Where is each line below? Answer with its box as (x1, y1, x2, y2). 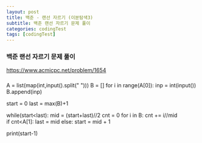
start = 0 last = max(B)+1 (6, 100, 69, 107)
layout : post (6, 8, 40, 15)
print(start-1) (6, 130, 38, 137)
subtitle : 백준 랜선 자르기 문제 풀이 (6, 20, 91, 26)
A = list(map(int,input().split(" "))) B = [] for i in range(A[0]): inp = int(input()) (6, 82, 197, 89)
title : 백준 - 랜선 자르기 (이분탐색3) (6, 15, 93, 21)
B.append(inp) (6, 88, 43, 96)
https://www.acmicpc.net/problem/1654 (6, 67, 106, 74)
